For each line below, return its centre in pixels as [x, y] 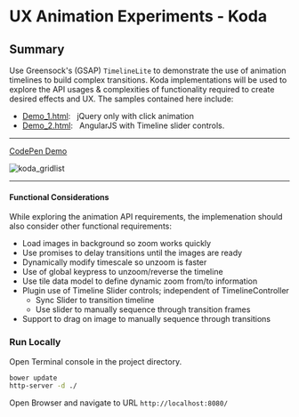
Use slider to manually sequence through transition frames [143, 309]
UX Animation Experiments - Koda [138, 16]
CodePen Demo [38, 151]
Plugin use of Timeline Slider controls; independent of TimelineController [155, 291]
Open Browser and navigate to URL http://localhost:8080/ [119, 403]
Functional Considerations [59, 196]
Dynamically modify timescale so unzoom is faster [114, 262]
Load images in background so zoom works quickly [117, 244]
